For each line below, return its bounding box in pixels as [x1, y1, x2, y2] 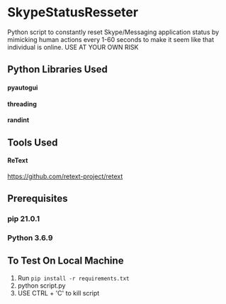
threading [7, 99, 38, 108]
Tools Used [7, 136, 58, 148]
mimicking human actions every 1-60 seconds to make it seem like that [7, 35, 215, 43]
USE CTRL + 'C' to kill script [17, 288, 100, 297]
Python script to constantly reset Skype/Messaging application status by [7, 28, 220, 36]
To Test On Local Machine [7, 255, 124, 267]
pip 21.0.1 [7, 214, 40, 224]
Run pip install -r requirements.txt [17, 273, 130, 282]
